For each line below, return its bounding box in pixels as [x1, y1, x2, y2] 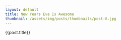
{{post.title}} [5, 30, 31, 36]
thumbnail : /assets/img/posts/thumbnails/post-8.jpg [5, 16, 117, 21]
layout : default [5, 7, 39, 12]
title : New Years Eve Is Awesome [5, 12, 74, 17]
